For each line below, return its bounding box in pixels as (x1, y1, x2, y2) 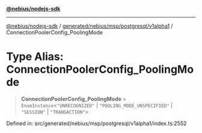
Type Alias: (6, 50, 64, 64)
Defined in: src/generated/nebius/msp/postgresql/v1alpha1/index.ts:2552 (6, 120, 187, 127)
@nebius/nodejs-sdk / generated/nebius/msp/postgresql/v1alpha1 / (6, 22, 173, 29)
